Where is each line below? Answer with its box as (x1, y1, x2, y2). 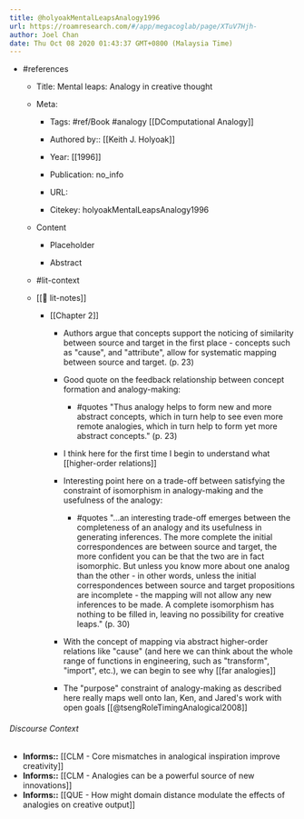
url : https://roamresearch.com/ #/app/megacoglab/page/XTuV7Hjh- (9, 22, 258, 31)
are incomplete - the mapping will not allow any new (76, 590, 272, 601)
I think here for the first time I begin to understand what (63, 448, 270, 459)
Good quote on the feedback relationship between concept (63, 375, 285, 385)
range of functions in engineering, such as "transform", (63, 655, 270, 666)
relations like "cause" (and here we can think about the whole (63, 646, 293, 657)
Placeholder (49, 240, 95, 251)
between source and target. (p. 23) (63, 356, 195, 368)
